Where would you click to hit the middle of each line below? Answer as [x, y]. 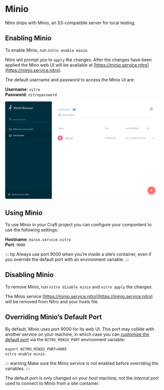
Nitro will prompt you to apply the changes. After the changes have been [79, 60]
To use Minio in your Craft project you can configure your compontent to [79, 225]
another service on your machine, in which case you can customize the [77, 334]
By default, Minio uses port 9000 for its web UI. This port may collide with [80, 329]
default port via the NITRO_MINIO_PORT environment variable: [65, 339]
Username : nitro [23, 89]
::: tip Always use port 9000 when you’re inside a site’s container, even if [78, 254]
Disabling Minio [29, 275]
